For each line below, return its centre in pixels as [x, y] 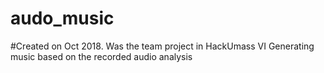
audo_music [62, 18]
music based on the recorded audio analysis [101, 56]
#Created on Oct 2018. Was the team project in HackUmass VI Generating [162, 46]
